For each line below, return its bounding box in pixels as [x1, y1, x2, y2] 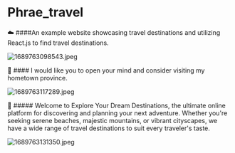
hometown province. [7, 73, 68, 82]
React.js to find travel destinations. [7, 38, 109, 47]
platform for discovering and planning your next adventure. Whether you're [7, 108, 228, 117]
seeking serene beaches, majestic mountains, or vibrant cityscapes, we [7, 116, 218, 125]
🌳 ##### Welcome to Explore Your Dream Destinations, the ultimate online [7, 101, 226, 110]
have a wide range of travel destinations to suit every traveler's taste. [7, 124, 210, 132]
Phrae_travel [7, 4, 84, 21]
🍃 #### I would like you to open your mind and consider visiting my [7, 65, 205, 75]
